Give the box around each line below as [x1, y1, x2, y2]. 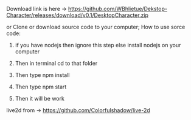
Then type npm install [15, 72, 70, 78]
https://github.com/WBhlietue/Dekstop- [68, 5, 167, 12]
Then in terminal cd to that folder [15, 60, 98, 67]
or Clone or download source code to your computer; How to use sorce [6, 24, 186, 30]
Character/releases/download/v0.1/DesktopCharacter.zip [6, 12, 149, 19]
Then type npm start [15, 83, 67, 90]
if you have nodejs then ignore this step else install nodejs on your [15, 42, 181, 48]
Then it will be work [15, 95, 65, 102]
